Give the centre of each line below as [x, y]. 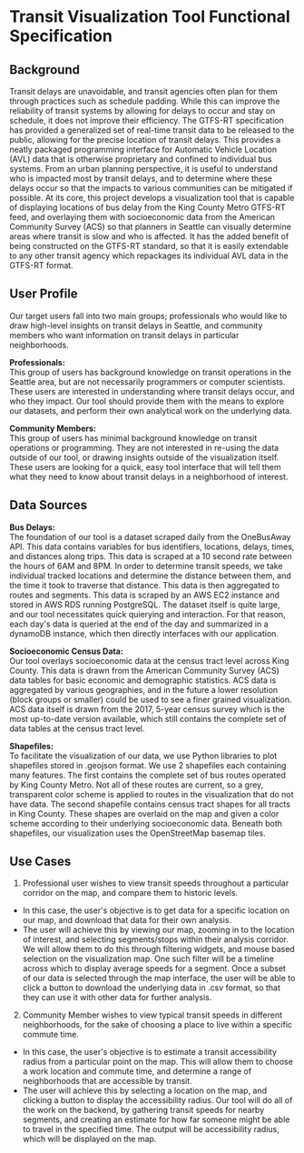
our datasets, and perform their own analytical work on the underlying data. [151, 410]
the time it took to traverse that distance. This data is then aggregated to [144, 585]
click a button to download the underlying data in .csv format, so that [152, 988]
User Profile [44, 294]
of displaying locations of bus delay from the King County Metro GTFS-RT [147, 207]
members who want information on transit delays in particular [124, 335]
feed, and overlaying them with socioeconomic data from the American [142, 217]
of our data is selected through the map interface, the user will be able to [159, 978]
